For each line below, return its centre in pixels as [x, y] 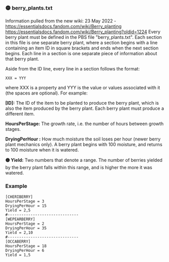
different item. [20, 114]
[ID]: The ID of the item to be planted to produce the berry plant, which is [82, 103]
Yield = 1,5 [18, 255]
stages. [13, 129]
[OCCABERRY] [18, 242]
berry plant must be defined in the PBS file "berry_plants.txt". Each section [84, 37]
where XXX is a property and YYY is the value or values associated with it [83, 88]
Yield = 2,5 [18, 210]
